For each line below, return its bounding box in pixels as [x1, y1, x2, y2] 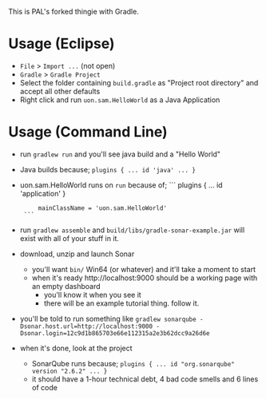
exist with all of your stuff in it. [19, 233, 120, 243]
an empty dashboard [31, 281, 101, 290]
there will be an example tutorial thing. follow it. [43, 298, 200, 308]
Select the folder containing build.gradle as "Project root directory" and [19, 77, 259, 87]
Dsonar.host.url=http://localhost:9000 [19, 322, 153, 330]
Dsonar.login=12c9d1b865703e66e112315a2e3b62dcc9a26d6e [19, 329, 210, 338]
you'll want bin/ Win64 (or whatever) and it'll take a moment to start [31, 264, 256, 274]
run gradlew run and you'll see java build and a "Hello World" [19, 149, 221, 159]
